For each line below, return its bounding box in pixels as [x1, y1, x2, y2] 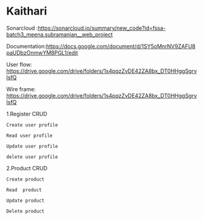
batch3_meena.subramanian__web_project [6, 30, 113, 38]
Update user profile [6, 143, 59, 150]
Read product [6, 187, 42, 193]
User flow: [6, 61, 32, 68]
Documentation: [6, 43, 47, 50]
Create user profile [6, 122, 59, 128]
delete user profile [6, 154, 59, 160]
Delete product [6, 208, 45, 214]
